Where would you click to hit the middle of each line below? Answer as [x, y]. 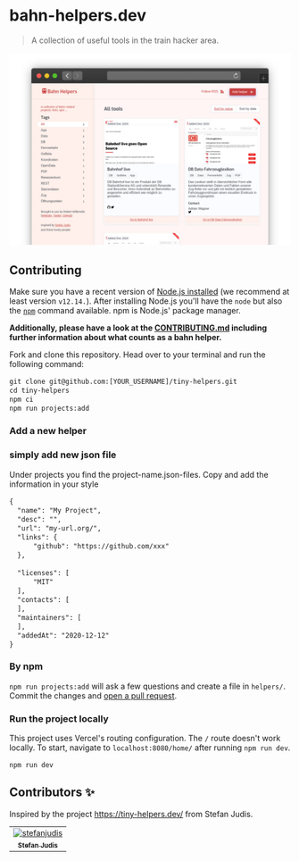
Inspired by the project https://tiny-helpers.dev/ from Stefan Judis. [131, 814]
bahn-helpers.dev [78, 16]
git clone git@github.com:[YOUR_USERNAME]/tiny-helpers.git [124, 382]
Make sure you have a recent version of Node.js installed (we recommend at [149, 292]
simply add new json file [63, 455]
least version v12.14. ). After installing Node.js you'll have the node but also [146, 301]
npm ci [21, 400]
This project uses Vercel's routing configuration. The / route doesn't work [145, 739]
